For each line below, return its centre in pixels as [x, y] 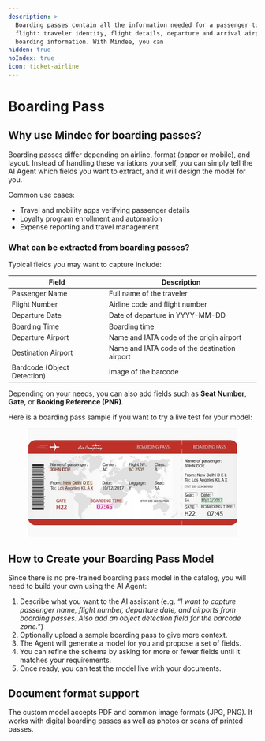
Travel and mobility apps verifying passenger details [105, 210]
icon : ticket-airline [44, 67]
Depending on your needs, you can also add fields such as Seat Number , [127, 393]
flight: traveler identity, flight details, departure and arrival [129, 33]
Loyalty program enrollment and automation [91, 218]
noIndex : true [32, 58]
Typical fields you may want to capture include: [85, 265]
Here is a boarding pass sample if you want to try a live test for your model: [130, 417]
